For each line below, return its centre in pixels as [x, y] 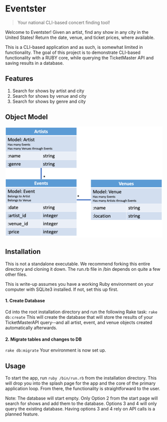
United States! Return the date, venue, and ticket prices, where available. [80, 37]
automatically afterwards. [31, 328]
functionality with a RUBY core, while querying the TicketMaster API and [80, 57]
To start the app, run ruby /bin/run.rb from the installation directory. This [81, 378]
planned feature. [22, 414]
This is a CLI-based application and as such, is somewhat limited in [74, 47]
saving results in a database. [34, 63]
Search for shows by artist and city [48, 91]
